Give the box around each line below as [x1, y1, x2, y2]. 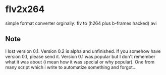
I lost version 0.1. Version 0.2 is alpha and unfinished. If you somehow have [5, 48, 161, 54]
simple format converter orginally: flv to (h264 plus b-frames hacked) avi [5, 20, 157, 26]
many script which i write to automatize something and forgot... [5, 64, 137, 70]
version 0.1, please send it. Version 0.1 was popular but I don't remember [5, 53, 155, 59]
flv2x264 [5, 4, 45, 15]
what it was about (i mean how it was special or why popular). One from [5, 59, 155, 65]
